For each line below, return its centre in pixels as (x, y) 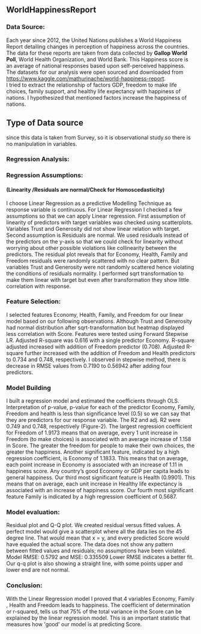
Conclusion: (24, 585)
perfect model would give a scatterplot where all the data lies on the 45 (94, 532)
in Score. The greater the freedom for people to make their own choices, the (100, 446)
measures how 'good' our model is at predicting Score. (74, 624)
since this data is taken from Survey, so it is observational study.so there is (98, 137)
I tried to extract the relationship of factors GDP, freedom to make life (91, 85)
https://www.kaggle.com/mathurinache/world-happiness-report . (86, 78)
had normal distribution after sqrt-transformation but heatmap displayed (95, 328)
